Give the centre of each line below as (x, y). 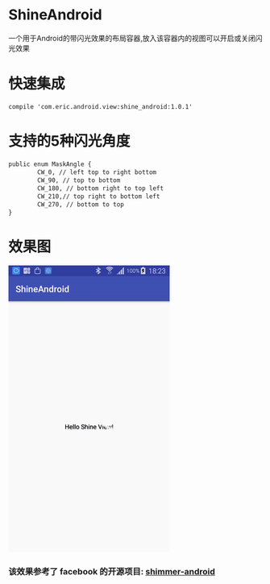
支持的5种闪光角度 (69, 141)
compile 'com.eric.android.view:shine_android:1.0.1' (101, 106)
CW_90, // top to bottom (79, 180)
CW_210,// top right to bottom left (99, 196)
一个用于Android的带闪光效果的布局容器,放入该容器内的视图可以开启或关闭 (132, 38)
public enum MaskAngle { (50, 164)
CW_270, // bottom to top (81, 204)
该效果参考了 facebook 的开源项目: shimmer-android (112, 571)
